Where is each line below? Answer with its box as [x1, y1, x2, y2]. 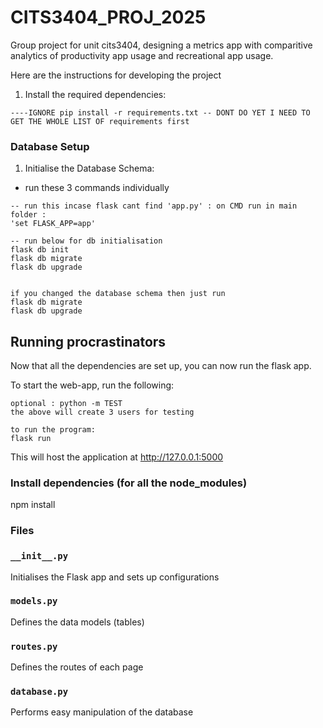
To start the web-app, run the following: [10, 379, 175, 391]
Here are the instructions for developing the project [10, 69, 222, 81]
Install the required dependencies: [24, 88, 167, 100]
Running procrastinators [10, 333, 167, 350]
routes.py [10, 641, 58, 652]
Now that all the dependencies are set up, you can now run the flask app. [10, 360, 312, 372]
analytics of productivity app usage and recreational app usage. [10, 49, 274, 61]
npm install [10, 499, 56, 511]
